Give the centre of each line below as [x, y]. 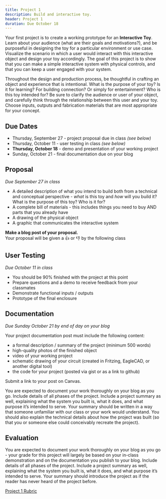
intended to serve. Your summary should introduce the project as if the [77, 476]
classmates [24, 287]
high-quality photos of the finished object [55, 350]
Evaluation [22, 438]
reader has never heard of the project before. [51, 482]
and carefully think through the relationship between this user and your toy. [82, 100]
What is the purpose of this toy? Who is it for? [59, 202]
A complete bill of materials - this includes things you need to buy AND [84, 207]
